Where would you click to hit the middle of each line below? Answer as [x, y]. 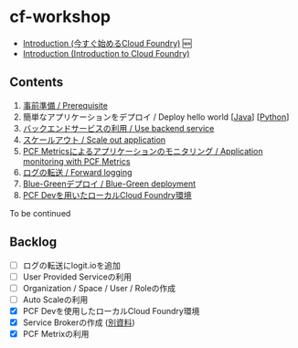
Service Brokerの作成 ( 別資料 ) [79, 322]
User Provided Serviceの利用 [77, 277]
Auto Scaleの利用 [55, 300]
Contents [37, 83]
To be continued [40, 213]
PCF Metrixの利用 [56, 333]
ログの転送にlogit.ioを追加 [71, 265]
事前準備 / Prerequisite [65, 105]
